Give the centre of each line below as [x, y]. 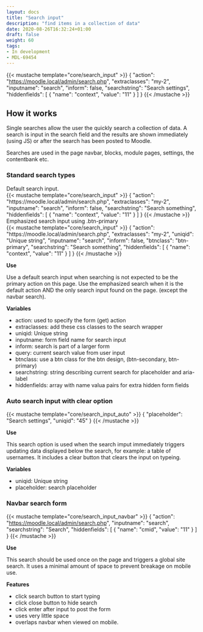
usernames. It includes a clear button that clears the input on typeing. [94, 457]
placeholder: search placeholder [56, 488]
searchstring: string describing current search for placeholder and [98, 372]
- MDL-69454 [21, 57]
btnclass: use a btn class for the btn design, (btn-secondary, [91, 359]
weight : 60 [20, 40]
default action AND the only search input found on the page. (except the [97, 290]
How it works [32, 114]
